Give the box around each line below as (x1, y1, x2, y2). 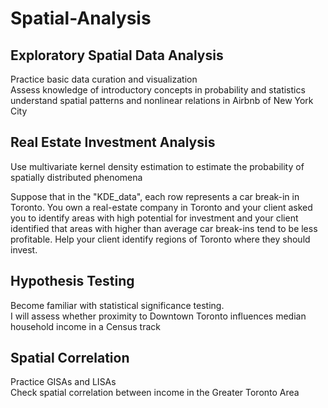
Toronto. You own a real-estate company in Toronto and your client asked (10, 201, 313, 213)
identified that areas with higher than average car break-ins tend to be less (10, 222, 318, 234)
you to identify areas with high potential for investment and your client (10, 212, 299, 224)
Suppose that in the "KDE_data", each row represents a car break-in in (10, 190, 300, 202)
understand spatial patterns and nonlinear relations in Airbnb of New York (10, 95, 314, 106)
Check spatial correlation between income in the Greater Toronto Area (10, 387, 300, 399)
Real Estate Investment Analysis (10, 134, 216, 151)
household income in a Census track (10, 320, 161, 332)
